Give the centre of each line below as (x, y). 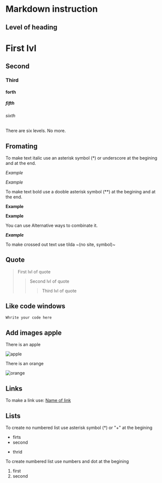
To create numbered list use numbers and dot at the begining (67, 461)
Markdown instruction (52, 9)
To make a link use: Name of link (38, 401)
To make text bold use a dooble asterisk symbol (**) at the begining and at (81, 192)
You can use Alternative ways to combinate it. (52, 226)
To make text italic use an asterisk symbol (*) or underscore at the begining (81, 158)
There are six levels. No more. (36, 131)
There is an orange (24, 364)
